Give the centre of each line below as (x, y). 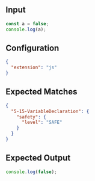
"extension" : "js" (34, 68)
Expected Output (38, 158)
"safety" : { (31, 117)
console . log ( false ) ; (32, 172)
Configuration (32, 48)
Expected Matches (41, 92)
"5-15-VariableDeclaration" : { (50, 111)
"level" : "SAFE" (42, 123)
